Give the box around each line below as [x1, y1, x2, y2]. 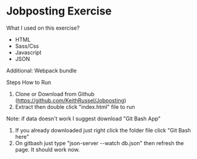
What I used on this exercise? [6, 24, 80, 31]
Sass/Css [15, 42, 39, 50]
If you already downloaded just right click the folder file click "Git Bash [15, 126, 191, 134]
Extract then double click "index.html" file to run [15, 103, 135, 110]
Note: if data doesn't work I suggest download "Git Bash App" [6, 115, 161, 122]
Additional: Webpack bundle [6, 67, 77, 74]
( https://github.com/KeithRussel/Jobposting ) [15, 97, 127, 104]
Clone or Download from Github [15, 90, 95, 97]
